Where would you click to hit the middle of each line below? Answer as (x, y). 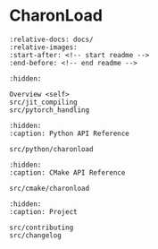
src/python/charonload (51, 149)
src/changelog (36, 235)
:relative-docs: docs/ (51, 39)
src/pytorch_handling (50, 110)
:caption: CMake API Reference (67, 172)
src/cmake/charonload (50, 188)
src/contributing (42, 228)
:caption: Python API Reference (69, 133)
